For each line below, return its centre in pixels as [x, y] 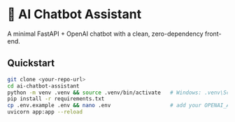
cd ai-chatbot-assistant [43, 86]
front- [213, 34]
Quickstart [31, 63]
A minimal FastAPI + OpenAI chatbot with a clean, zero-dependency [106, 34]
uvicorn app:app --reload [45, 112]
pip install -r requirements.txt [56, 99]
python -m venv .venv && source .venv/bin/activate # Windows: [104, 93]
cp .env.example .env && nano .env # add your [104, 106]
